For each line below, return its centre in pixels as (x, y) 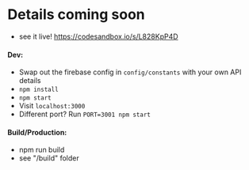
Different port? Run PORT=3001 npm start (85, 114)
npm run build (42, 150)
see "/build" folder (49, 158)
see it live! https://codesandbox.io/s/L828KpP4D (99, 36)
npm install (38, 90)
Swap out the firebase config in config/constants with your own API (130, 72)
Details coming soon (77, 15)
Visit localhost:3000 (52, 106)
